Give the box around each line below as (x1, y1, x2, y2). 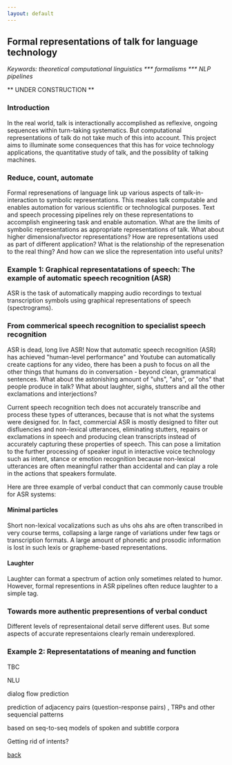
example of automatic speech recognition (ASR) (7, 273, 171, 282)
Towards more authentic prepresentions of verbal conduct (7, 606, 208, 616)
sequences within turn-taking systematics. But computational (7, 126, 182, 134)
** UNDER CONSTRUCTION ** (7, 86, 95, 94)
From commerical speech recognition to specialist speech (7, 321, 206, 331)
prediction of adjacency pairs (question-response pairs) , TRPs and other (7, 703, 215, 711)
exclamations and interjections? (7, 389, 97, 398)
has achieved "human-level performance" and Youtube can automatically (7, 352, 216, 361)
